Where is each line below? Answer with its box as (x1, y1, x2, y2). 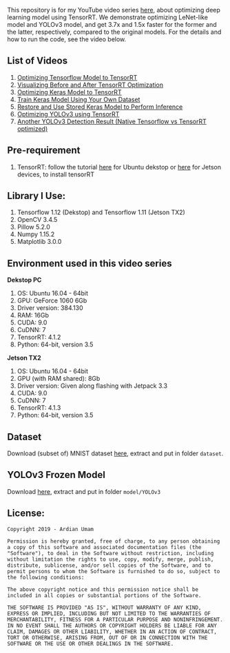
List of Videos (7, 55, 67, 67)
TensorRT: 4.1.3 (17, 404, 61, 412)
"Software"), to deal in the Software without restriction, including (7, 550, 214, 557)
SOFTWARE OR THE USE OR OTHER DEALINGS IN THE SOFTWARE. (7, 640, 174, 647)
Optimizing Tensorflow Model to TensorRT (17, 73, 138, 81)
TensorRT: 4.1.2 (17, 333, 61, 342)
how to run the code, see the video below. (7, 35, 127, 43)
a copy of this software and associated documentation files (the (7, 543, 202, 550)
